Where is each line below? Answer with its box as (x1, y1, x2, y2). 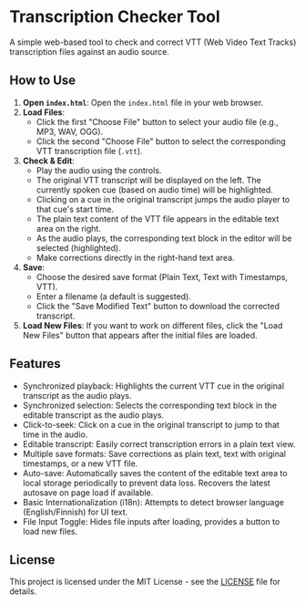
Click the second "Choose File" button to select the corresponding (36, 135, 287, 147)
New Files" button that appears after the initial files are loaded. (22, 329, 258, 340)
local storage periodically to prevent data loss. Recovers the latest (22, 477, 270, 488)
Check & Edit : (22, 155, 75, 166)
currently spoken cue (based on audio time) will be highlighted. (36, 184, 273, 195)
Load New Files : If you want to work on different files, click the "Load (22, 319, 283, 330)
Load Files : (22, 107, 66, 118)
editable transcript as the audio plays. (22, 409, 165, 421)
